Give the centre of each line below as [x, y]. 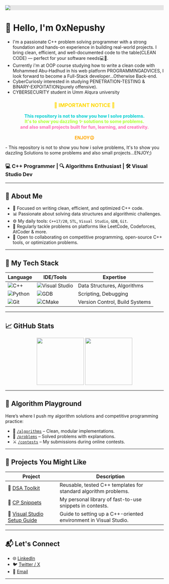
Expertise [115, 277]
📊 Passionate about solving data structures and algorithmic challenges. [87, 214]
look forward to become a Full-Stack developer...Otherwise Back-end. [85, 76]
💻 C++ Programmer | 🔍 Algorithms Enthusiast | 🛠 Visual [76, 166]
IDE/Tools [55, 277]
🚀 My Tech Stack [32, 263]
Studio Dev [19, 175]
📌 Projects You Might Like [46, 462]
